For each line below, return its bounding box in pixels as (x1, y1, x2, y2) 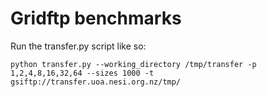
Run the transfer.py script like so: (10, 40, 147, 52)
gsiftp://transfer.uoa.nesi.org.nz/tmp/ (10, 77, 182, 87)
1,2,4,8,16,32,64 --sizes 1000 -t (10, 68, 155, 78)
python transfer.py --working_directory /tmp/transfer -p (10, 59, 257, 69)
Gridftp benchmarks (10, 7, 182, 30)
